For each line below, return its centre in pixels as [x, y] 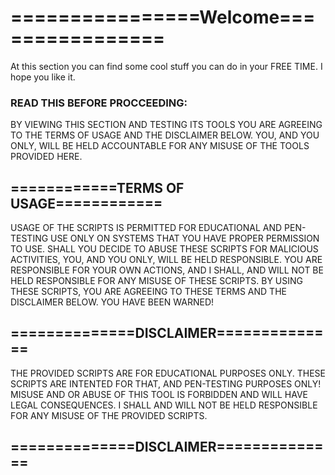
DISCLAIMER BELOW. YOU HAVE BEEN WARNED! [112, 302]
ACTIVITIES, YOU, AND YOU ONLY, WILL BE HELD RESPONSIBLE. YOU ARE [166, 260]
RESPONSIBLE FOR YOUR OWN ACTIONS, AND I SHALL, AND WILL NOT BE [167, 270]
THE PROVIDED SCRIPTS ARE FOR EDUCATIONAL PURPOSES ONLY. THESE [168, 373]
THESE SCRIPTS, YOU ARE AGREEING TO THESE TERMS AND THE [148, 292]
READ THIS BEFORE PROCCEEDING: [99, 103]
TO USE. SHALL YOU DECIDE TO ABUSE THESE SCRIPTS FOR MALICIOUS [164, 249]
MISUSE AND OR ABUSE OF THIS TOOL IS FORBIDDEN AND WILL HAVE [159, 394]
